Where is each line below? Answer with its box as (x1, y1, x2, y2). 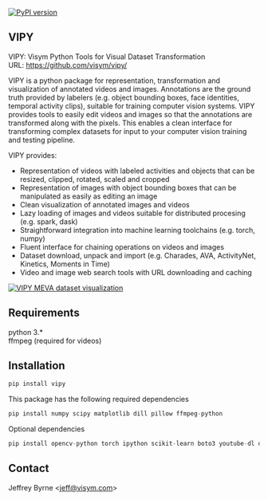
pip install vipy (8, 380, 66, 388)
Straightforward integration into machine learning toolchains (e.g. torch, (19, 225, 255, 234)
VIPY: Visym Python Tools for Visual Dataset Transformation (8, 52, 206, 61)
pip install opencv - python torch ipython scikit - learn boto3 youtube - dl (8, 439, 255, 448)
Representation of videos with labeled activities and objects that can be (19, 166, 255, 175)
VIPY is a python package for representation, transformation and (8, 76, 221, 85)
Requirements (8, 306, 80, 320)
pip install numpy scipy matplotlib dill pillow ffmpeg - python (8, 410, 223, 418)
